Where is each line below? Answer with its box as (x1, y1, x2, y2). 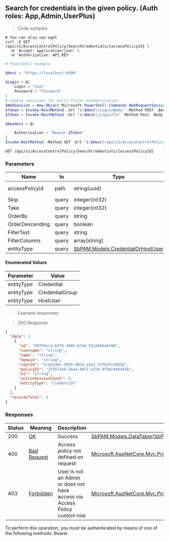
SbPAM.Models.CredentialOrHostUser (73, 245, 163, 252)
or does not (57, 480, 85, 487)
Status (8, 424, 24, 431)
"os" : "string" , (18, 372, 53, 377)
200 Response (17, 319, 48, 326)
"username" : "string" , (18, 348, 66, 353)
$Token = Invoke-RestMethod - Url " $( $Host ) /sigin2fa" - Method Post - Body (5, 112, 163, 117)
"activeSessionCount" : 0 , (18, 376, 73, 381)
